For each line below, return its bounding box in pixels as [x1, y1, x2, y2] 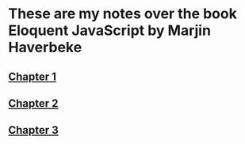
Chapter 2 [8, 97, 59, 110]
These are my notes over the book [8, 5, 238, 23]
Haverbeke [8, 39, 82, 56]
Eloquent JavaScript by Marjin [8, 21, 212, 40]
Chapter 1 [8, 70, 57, 83]
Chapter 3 [8, 123, 59, 137]
